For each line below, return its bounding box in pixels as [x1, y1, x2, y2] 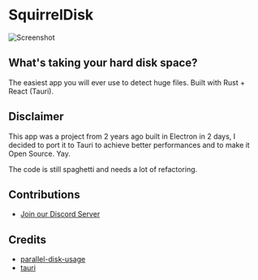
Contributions [8, 187, 80, 201]
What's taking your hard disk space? [8, 56, 198, 70]
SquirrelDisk [8, 6, 94, 24]
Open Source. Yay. [8, 149, 71, 158]
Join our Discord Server [19, 209, 101, 219]
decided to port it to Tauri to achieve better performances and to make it [8, 140, 250, 149]
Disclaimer [8, 110, 64, 123]
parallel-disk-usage [19, 254, 86, 265]
